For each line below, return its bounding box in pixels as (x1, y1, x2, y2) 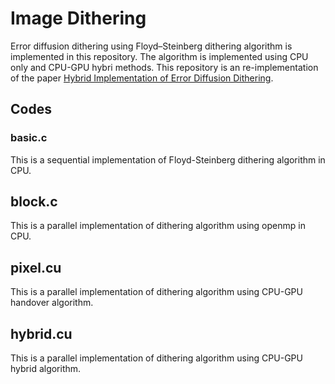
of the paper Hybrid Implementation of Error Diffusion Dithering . (10, 72, 274, 84)
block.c (10, 193, 58, 211)
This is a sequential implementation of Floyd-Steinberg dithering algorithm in (10, 153, 326, 166)
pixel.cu (10, 259, 62, 276)
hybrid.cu (10, 325, 73, 342)
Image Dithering (10, 7, 147, 30)
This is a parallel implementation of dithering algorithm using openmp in (10, 220, 306, 232)
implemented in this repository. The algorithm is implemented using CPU (10, 50, 309, 62)
